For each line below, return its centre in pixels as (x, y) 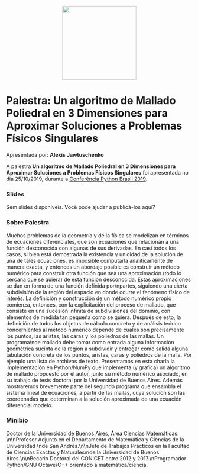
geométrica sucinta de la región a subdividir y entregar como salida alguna (97, 349)
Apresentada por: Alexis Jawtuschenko (55, 154)
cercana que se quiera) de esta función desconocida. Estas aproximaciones (98, 279)
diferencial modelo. (30, 405)
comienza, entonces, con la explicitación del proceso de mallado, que (91, 304)
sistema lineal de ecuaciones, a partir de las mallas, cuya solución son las (96, 392)
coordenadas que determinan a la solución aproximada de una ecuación (94, 399)
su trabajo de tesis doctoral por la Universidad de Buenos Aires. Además (95, 380)
